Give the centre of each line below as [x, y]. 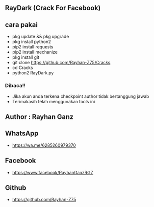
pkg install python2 [31, 42]
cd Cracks [23, 68]
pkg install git [26, 57]
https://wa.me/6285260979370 [44, 145]
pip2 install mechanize [35, 52]
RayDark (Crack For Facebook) [53, 8]
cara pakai [21, 25]
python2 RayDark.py [33, 73]
